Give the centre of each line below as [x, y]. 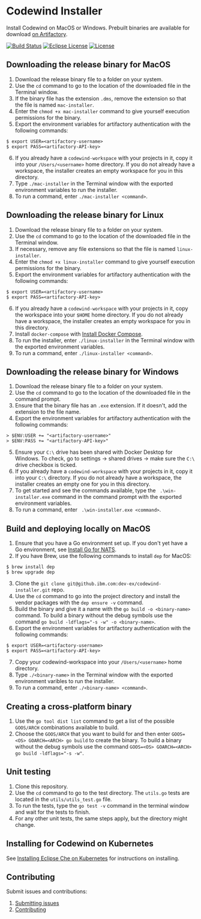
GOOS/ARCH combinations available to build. [67, 727]
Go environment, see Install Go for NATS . [66, 549]
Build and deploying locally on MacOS [79, 529]
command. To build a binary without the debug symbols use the [94, 616]
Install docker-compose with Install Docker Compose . [79, 334]
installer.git [32, 590]
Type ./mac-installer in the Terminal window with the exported [94, 183]
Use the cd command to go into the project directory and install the [97, 596]
